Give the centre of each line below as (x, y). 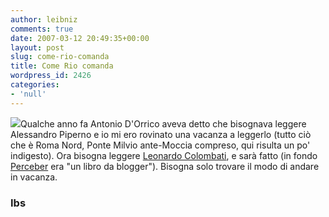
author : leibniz (44, 19)
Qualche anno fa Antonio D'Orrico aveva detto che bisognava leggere (163, 123)
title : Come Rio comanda (62, 66)
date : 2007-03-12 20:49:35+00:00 (80, 38)
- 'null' (28, 94)
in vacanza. (34, 177)
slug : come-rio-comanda (60, 57)
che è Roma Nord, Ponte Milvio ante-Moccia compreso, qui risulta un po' (160, 145)
